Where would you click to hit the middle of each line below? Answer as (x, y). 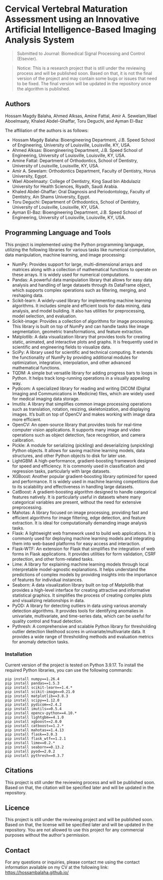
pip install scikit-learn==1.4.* (39, 687)
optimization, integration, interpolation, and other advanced (71, 362)
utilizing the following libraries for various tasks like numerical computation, (81, 250)
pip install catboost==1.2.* (34, 726)
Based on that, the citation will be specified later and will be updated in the (80, 788)
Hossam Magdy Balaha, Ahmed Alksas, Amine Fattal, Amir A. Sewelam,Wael (81, 116)
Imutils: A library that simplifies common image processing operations (82, 404)
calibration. (23, 440)
